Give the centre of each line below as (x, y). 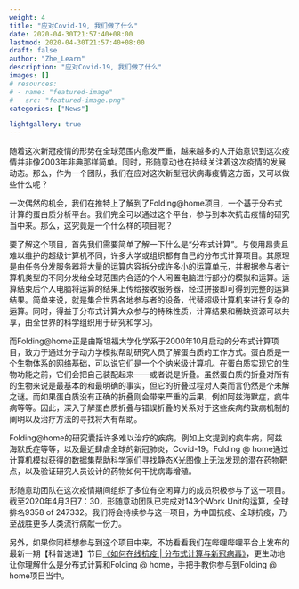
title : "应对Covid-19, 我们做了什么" (74, 26)
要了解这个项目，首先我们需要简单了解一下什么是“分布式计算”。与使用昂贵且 (149, 245)
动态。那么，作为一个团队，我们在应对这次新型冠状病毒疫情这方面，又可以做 (149, 173)
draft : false (33, 51)
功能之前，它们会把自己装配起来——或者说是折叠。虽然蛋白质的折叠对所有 (153, 375)
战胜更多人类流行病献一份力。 (71, 524)
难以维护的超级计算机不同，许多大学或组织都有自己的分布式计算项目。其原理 (149, 255)
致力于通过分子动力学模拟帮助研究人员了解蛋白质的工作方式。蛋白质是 (153, 352)
